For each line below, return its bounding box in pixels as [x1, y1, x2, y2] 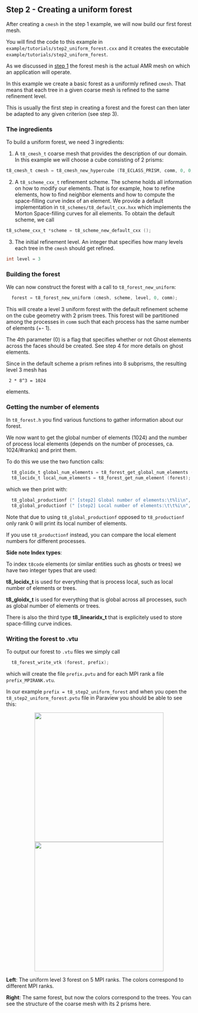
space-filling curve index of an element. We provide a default [14, 197, 164, 204]
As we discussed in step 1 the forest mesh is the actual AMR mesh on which [6, 62, 190, 69]
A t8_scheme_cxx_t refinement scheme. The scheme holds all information [14, 178, 192, 185]
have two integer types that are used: [6, 566, 97, 573]
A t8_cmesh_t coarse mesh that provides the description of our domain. [14, 150, 187, 157]
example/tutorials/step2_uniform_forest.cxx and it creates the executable [6, 44, 189, 51]
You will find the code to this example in [6, 38, 103, 45]
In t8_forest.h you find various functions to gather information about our [6, 417, 184, 424]
